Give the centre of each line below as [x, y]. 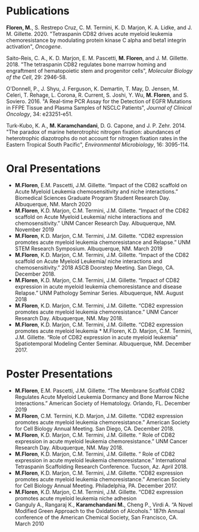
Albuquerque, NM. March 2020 [53, 204]
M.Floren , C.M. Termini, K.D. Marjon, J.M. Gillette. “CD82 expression [99, 416]
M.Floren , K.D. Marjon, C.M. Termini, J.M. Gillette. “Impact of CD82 [97, 280]
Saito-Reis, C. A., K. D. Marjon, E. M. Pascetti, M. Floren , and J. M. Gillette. [97, 58]
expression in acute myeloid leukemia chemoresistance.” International [100, 460]
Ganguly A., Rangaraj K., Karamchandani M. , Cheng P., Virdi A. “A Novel [104, 505]
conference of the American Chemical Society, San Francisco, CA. [96, 517]
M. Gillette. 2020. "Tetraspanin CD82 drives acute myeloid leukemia [89, 33]
